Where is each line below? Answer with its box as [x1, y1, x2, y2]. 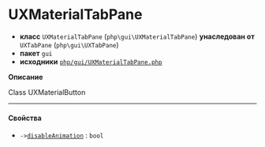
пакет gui [19, 48, 53, 58]
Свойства [8, 113, 42, 122]
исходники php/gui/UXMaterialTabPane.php [19, 57, 162, 66]
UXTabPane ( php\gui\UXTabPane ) [19, 40, 120, 49]
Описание [8, 72, 43, 81]
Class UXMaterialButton [8, 87, 86, 96]
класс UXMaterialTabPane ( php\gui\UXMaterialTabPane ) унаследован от [19, 32, 255, 41]
